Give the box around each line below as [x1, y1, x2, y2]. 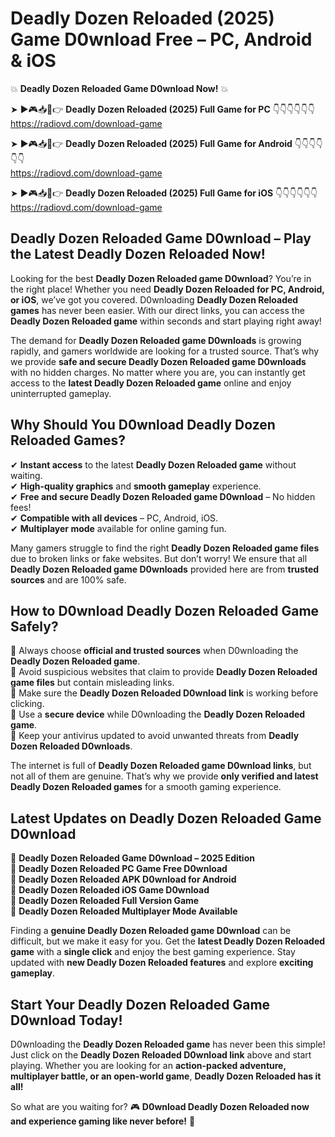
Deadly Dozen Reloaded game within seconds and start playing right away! [10, 315, 322, 327]
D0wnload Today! [10, 1012, 123, 1029]
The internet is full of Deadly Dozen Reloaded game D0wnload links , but [10, 760, 312, 772]
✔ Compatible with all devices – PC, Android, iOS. [10, 512, 219, 524]
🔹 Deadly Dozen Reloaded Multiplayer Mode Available [10, 905, 238, 917]
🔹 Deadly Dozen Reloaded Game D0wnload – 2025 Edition [10, 852, 255, 864]
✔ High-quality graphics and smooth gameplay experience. [10, 480, 262, 492]
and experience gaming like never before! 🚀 [10, 1115, 196, 1127]
